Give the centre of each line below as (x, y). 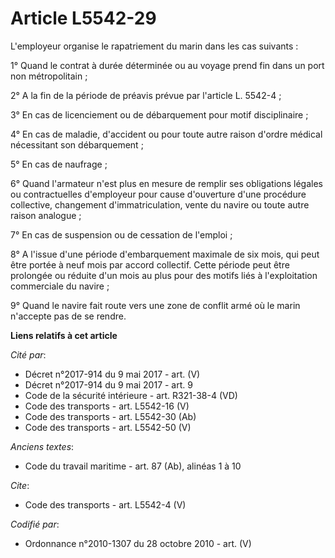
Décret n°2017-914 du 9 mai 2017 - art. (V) (112, 374)
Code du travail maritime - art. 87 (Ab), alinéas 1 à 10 (133, 466)
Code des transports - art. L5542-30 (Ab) (110, 416)
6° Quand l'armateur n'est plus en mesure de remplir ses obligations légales (166, 183)
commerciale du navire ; (60, 286)
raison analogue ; (46, 215)
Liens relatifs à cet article (64, 335)
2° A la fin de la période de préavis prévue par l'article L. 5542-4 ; (146, 95)
